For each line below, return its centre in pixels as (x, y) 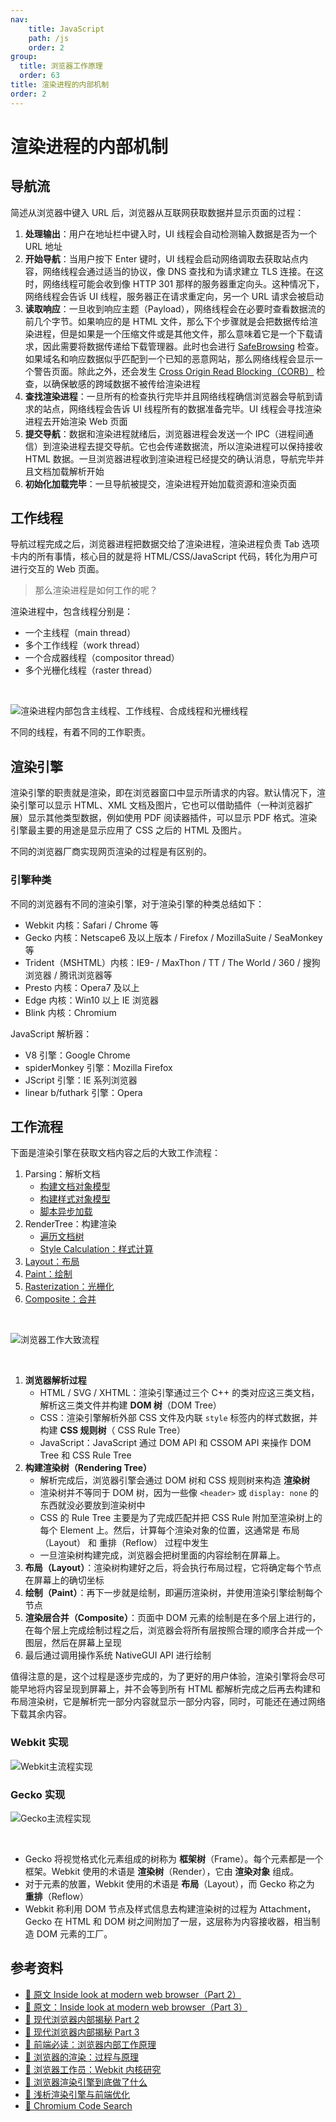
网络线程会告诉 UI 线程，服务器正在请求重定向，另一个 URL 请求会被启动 (174, 296)
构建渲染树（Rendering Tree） (88, 1468)
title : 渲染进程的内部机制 (60, 85)
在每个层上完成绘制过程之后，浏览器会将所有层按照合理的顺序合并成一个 (173, 1630)
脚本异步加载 (66, 1212)
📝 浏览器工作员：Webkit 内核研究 (93, 2069)
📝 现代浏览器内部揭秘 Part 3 (82, 2032)
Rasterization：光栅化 (69, 1287)
